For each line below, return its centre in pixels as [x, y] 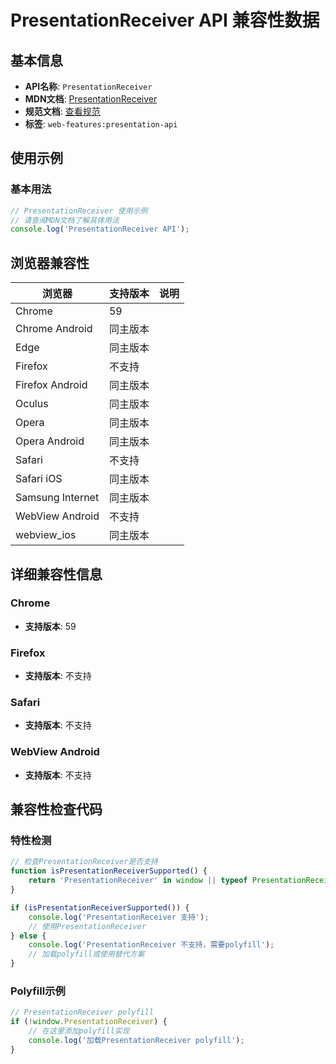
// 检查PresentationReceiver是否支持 [84, 862]
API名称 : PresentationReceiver [88, 86]
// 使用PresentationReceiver [87, 926]
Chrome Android [54, 329]
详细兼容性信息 [56, 574]
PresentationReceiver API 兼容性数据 [165, 20]
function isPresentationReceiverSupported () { [109, 871]
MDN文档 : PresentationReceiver [91, 99]
